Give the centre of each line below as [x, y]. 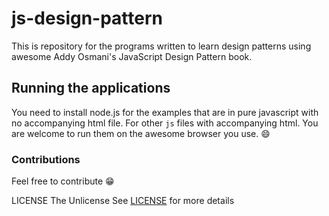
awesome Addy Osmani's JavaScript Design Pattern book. [132, 56]
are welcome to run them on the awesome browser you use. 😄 [141, 133]
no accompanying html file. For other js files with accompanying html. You [165, 123]
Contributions [46, 159]
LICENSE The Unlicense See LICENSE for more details [123, 201]
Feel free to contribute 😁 [63, 181]
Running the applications [91, 88]
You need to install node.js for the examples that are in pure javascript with [165, 112]
